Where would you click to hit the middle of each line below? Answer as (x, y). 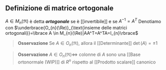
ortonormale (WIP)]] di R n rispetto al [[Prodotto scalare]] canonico (87, 61)
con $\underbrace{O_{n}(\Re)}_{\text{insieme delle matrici (66, 28)
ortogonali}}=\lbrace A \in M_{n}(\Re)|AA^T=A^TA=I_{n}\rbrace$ (72, 33)
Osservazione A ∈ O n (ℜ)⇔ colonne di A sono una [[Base (79, 55)
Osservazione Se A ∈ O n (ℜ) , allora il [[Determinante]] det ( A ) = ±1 (88, 44)
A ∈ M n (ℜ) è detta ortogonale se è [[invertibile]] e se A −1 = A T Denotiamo (83, 21)
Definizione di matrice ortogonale (59, 8)
